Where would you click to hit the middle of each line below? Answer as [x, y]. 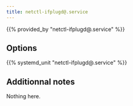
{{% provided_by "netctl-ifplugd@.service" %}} [66, 29]
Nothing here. [23, 96]
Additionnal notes [41, 81]
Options [22, 48]
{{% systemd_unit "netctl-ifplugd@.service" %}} [67, 63]
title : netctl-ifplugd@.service [47, 12]
